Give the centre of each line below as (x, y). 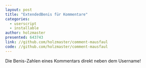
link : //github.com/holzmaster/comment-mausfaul (57, 42)
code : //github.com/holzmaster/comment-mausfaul (57, 47)
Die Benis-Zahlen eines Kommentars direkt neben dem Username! (73, 61)
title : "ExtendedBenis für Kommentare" (47, 14)
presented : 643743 (24, 38)
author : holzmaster (25, 33)
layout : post (19, 10)
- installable (24, 28)
